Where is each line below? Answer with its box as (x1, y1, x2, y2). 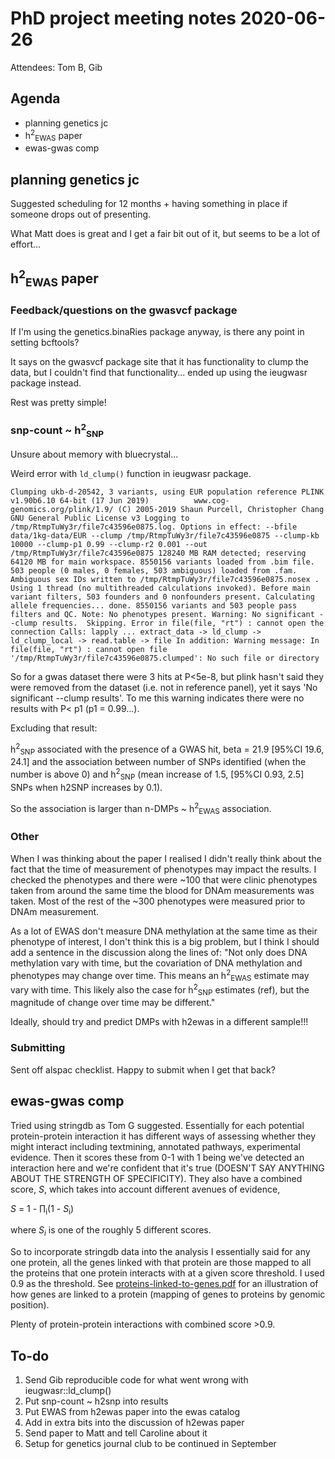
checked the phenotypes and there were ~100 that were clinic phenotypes (10, 873, 318, 886)
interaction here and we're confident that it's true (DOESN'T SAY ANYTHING (10, 1162, 325, 1174)
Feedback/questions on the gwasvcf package (10, 303, 238, 317)
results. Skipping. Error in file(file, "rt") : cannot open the (41, 618, 325, 628)
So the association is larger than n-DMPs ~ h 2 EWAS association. (10, 800, 272, 817)
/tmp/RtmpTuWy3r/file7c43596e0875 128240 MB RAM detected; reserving (10, 548, 307, 558)
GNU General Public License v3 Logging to (10, 513, 190, 523)
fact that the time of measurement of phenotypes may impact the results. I (10, 863, 317, 875)
